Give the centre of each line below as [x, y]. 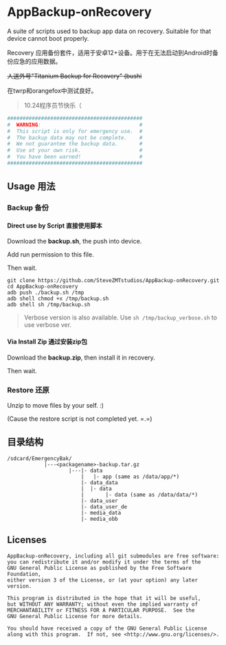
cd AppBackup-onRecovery [43, 287]
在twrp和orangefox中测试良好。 [52, 90]
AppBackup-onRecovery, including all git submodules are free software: [113, 556]
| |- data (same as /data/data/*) [139, 495]
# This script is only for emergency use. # [75, 131]
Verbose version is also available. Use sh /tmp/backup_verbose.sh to [121, 317]
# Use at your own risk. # [75, 150]
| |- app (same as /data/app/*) [130, 477]
